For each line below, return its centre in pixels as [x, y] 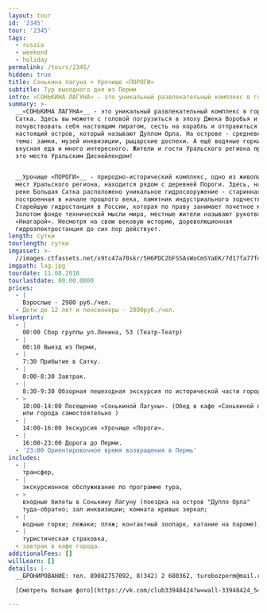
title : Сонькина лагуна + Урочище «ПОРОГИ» [81, 82]
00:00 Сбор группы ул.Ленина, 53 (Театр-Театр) [103, 332]
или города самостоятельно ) [71, 414]
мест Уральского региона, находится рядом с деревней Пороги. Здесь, [133, 185]
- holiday [31, 60]
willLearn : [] [32, 561]
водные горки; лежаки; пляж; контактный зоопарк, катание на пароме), [142, 524]
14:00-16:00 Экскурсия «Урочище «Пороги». [94, 428]
